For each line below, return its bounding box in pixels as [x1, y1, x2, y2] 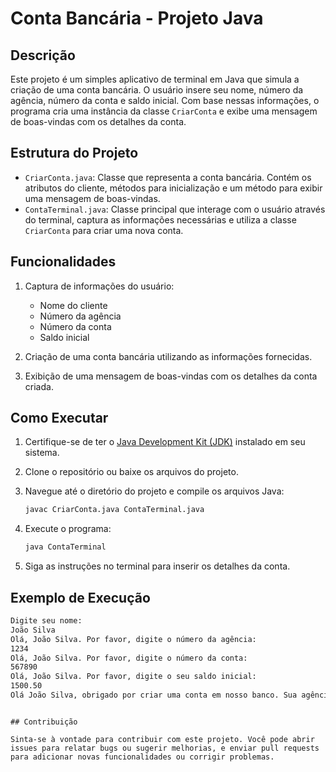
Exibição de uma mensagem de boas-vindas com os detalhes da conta [24, 370, 318, 382]
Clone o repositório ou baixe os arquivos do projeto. [24, 466, 239, 478]
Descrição [10, 47, 76, 64]
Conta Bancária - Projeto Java [10, 7, 264, 30]
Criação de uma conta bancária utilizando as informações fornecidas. [24, 350, 313, 362]
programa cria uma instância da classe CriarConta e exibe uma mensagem [10, 105, 318, 117]
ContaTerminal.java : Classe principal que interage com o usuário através [24, 203, 326, 215]
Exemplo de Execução [10, 589, 151, 606]
